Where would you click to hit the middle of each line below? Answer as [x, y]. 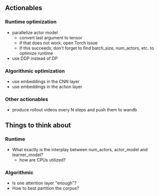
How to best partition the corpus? [45, 188]
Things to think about [38, 125]
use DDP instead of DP [35, 58]
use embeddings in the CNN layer [46, 81]
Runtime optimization [31, 22]
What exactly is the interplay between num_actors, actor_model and [80, 149]
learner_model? [28, 155]
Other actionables [27, 99]
